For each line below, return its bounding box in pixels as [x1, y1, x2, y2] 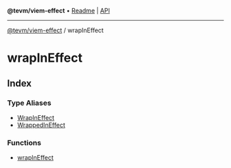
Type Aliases [7, 98, 52, 108]
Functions [7, 138, 41, 147]
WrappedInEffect [16, 121, 65, 129]
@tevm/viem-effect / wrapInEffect [7, 26, 104, 34]
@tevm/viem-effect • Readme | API [7, 7, 110, 14]
